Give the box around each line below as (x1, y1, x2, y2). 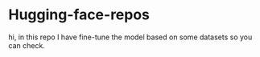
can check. (8, 40, 46, 50)
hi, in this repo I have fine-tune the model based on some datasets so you (8, 32, 253, 42)
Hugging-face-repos (8, 6, 151, 24)
